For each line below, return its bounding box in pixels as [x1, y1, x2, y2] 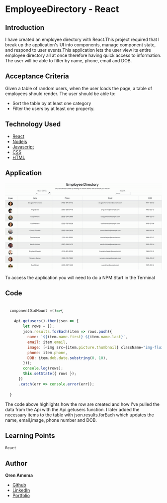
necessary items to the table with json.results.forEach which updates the [5, 412, 154, 418]
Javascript [12, 143, 34, 150]
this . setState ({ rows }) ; [23, 371, 77, 377]
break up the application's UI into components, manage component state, [5, 42, 156, 48]
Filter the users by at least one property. [12, 106, 95, 112]
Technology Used [5, 120, 61, 128]
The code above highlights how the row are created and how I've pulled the [5, 401, 160, 407]
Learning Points [5, 431, 55, 440]
